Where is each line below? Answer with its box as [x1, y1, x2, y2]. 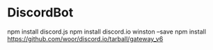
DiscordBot [7, 5, 74, 21]
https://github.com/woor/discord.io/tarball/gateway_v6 [7, 34, 164, 42]
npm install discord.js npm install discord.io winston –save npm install [7, 27, 207, 36]
